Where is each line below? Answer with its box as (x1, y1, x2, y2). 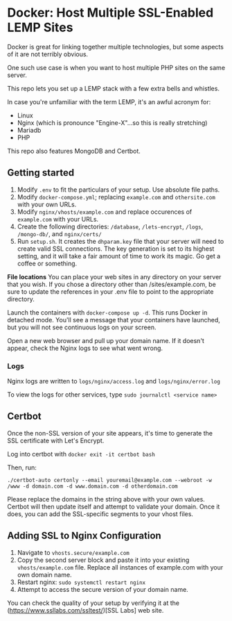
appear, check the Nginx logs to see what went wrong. (7, 344, 163, 352)
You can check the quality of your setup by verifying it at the (7, 599, 180, 607)
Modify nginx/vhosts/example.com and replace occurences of (17, 207, 193, 216)
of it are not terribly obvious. (7, 50, 89, 58)
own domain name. (17, 570, 72, 579)
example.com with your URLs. (17, 215, 99, 223)
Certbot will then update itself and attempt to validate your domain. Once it (7, 502, 220, 511)
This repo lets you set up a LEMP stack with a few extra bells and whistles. (7, 84, 220, 92)
